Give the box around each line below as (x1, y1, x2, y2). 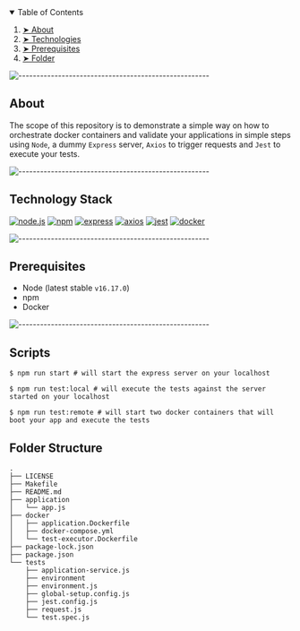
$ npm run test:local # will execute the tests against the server (9, 385, 267, 393)
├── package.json (9, 550, 74, 559)
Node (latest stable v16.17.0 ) (21, 282, 130, 293)
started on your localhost (9, 393, 110, 402)
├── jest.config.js (25, 598, 99, 607)
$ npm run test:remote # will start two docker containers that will (9, 408, 275, 418)
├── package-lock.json (9, 542, 94, 552)
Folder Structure (9, 440, 103, 455)
